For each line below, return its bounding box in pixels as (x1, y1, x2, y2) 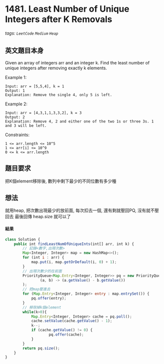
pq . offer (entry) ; (31, 296, 67, 301)
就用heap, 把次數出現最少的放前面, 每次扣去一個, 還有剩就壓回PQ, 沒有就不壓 (5, 207, 159, 213)
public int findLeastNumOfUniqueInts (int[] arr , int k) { (14, 242, 134, 246)
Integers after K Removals (5, 14, 112, 25)
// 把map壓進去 (22, 287, 50, 292)
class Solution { (5, 237, 41, 242)
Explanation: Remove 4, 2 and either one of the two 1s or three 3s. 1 (5, 119, 154, 124)
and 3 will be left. (5, 123, 47, 128)
